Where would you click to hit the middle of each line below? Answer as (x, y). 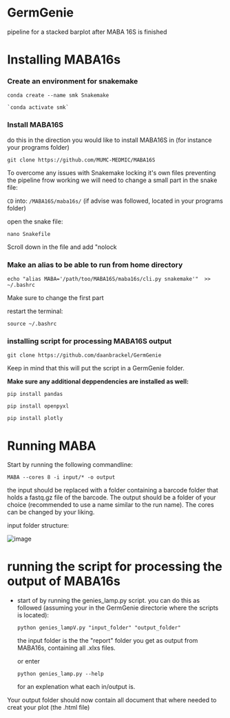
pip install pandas (35, 395)
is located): (33, 615)
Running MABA (52, 446)
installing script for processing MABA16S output (90, 341)
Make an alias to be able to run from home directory (95, 265)
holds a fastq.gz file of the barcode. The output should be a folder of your (112, 497)
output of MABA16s (64, 581)
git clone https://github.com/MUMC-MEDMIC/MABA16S (81, 160)
